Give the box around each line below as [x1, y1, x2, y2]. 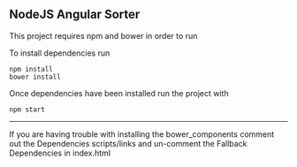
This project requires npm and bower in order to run [9, 30, 198, 41]
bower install [9, 72, 62, 81]
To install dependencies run [9, 48, 110, 58]
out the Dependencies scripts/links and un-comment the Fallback [9, 138, 247, 148]
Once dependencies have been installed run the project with [9, 87, 229, 98]
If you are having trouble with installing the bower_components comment [9, 128, 275, 140]
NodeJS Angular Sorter [9, 7, 141, 22]
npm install [9, 65, 53, 73]
